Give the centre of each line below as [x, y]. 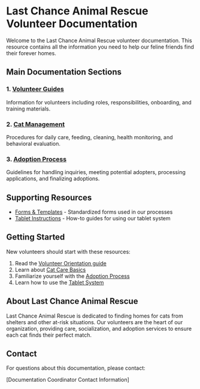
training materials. [28, 109]
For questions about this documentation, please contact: [76, 368]
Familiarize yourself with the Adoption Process [72, 276]
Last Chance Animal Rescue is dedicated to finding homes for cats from [95, 316]
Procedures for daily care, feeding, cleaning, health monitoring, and [90, 137]
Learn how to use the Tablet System [59, 282]
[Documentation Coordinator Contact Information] [68, 380]
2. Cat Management [35, 124]
